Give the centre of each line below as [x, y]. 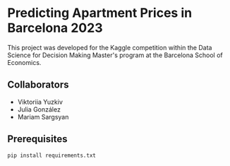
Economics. [24, 62]
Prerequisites [37, 139]
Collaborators [38, 85]
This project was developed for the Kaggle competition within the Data [110, 47]
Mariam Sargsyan [43, 117]
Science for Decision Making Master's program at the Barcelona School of [115, 55]
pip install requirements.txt [52, 155]
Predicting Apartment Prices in [100, 13]
